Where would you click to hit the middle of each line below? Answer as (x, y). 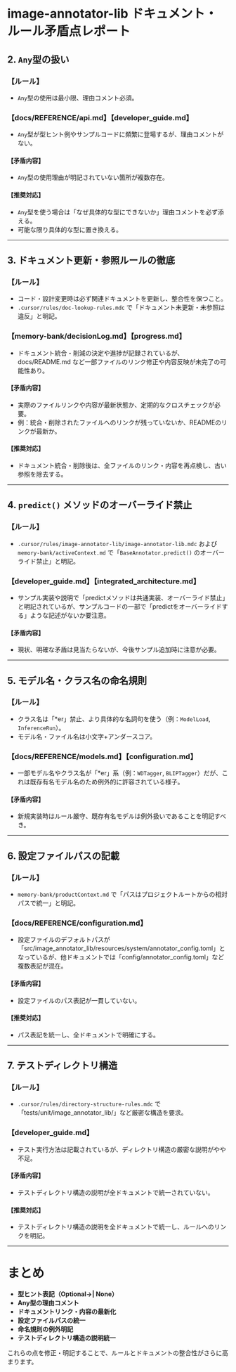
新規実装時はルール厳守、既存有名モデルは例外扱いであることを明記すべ (122, 816)
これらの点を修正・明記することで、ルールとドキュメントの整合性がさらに (115, 1353)
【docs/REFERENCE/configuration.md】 (77, 923)
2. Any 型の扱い (38, 59)
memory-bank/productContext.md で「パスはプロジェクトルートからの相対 (123, 894)
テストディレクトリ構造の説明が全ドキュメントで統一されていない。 (116, 1192)
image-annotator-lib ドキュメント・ (112, 14)
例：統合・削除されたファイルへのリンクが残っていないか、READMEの (119, 422)
